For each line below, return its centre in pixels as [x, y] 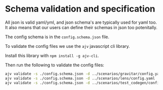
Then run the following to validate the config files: [55, 65]
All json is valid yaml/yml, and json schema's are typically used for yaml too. [81, 22]
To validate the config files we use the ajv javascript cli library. [67, 46]
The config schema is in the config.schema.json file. [57, 37]
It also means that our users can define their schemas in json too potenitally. [81, 27]
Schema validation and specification [80, 9]
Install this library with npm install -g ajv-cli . [52, 55]
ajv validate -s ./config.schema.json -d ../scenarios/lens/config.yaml [80, 78]
